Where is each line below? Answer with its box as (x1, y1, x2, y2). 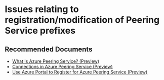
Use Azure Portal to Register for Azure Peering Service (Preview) (12, 69, 148, 75)
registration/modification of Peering (5, 14, 160, 26)
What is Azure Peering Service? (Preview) (12, 58, 100, 64)
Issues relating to (5, 4, 79, 15)
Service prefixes (5, 25, 76, 36)
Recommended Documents (5, 45, 93, 53)
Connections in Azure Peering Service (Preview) (12, 64, 113, 69)
